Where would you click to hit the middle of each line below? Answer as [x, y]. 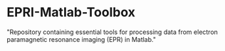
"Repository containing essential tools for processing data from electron [112, 32]
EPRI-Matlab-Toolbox [71, 12]
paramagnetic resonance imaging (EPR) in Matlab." [81, 39]
